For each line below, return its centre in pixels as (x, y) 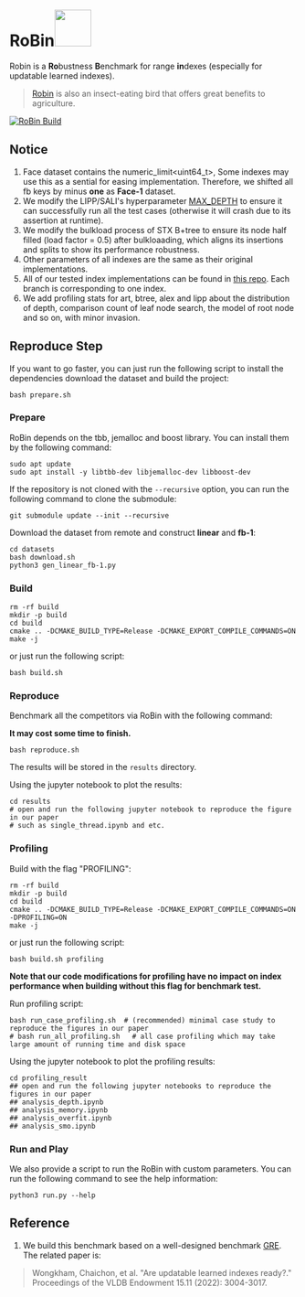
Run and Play (39, 1149)
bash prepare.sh (40, 395)
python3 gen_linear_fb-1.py (63, 565)
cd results (30, 802)
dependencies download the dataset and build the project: (120, 378)
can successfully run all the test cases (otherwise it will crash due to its (157, 210)
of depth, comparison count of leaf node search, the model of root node (158, 307)
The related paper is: (62, 1255)
